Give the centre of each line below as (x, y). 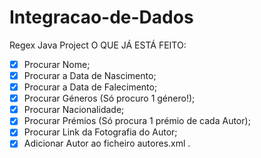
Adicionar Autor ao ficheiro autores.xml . (107, 143)
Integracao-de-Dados (101, 17)
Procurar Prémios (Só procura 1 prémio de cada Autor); (137, 121)
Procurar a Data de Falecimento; (90, 87)
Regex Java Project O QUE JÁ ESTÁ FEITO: (98, 45)
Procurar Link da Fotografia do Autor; (100, 132)
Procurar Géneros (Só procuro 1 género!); (109, 98)
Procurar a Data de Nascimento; (90, 75)
